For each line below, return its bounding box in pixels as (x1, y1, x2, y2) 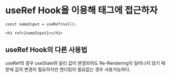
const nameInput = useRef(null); (5, 21, 77, 27)
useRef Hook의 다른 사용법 (5, 46, 88, 54)
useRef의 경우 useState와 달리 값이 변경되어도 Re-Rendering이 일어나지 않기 (5, 60, 160, 66)
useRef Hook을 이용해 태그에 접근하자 (5, 5, 158, 16)
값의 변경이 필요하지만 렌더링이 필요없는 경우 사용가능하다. (14, 66, 131, 72)
